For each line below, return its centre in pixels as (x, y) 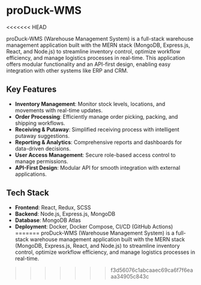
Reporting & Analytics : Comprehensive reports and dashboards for (98, 142)
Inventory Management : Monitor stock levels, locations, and (90, 104)
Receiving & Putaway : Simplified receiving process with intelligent (97, 129)
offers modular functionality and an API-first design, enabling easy (88, 64)
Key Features (31, 90)
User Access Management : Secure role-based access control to (95, 155)
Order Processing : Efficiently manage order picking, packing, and (96, 116)
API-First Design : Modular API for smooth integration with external (97, 167)
